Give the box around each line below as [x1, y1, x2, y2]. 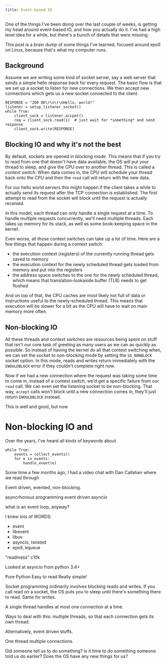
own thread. [5, 619, 30, 624]
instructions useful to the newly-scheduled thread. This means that [5, 298, 143, 304]
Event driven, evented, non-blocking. [5, 485, 81, 490]
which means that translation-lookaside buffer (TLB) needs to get [12, 278, 147, 284]
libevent [12, 529, 29, 534]
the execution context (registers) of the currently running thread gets [12, 251, 155, 257]
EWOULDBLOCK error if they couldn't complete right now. [5, 363, 116, 369]
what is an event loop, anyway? [5, 504, 70, 510]
